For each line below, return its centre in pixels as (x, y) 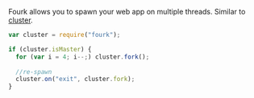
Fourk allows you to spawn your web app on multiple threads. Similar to (127, 12)
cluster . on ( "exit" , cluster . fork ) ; (75, 80)
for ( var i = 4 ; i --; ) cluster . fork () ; (83, 57)
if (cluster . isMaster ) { (50, 49)
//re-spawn (34, 71)
